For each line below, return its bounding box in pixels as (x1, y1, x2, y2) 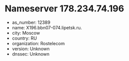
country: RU (12, 35, 37, 41)
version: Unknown (12, 46, 50, 52)
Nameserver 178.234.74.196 (5, 3, 124, 14)
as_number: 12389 (12, 19, 51, 25)
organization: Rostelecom (12, 40, 65, 46)
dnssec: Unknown (12, 51, 50, 57)
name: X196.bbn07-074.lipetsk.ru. (12, 24, 82, 30)
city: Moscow (12, 30, 40, 36)
